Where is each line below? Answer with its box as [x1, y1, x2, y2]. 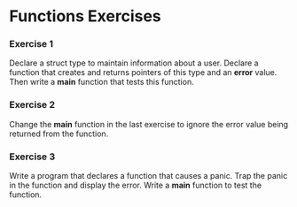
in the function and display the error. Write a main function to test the [9, 180, 262, 191]
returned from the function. [9, 128, 109, 139]
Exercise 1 [9, 38, 54, 50]
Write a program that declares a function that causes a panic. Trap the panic [9, 171, 288, 181]
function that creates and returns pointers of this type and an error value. [9, 67, 277, 78]
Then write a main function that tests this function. [9, 77, 194, 88]
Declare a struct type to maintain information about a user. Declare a [9, 57, 259, 68]
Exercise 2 [9, 99, 56, 111]
